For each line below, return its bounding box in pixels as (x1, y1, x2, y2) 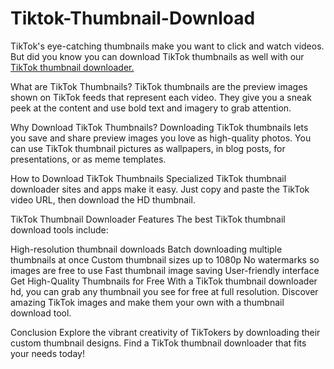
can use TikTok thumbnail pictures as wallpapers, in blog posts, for (10, 142, 286, 154)
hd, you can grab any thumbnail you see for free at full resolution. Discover (10, 285, 319, 297)
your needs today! (10, 347, 85, 359)
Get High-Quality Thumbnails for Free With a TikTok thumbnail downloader (10, 275, 318, 287)
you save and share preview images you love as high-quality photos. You (10, 132, 312, 144)
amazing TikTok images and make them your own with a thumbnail (10, 296, 285, 308)
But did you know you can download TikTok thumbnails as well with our (10, 50, 305, 62)
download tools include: (10, 223, 109, 236)
